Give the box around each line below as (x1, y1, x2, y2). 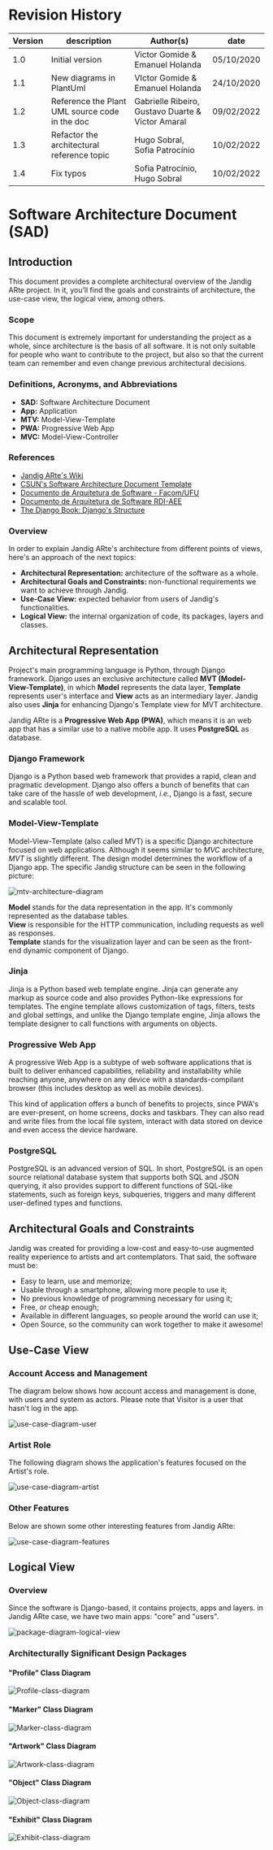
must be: (8, 1261, 38, 1270)
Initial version (51, 54, 102, 65)
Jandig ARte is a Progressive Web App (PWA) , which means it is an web (8, 715, 252, 725)
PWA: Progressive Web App (19, 423, 115, 432)
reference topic (51, 149, 110, 160)
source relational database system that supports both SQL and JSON (8, 1172, 240, 1182)
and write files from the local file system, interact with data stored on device (8, 1116, 263, 1127)
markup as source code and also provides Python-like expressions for (8, 992, 244, 1002)
